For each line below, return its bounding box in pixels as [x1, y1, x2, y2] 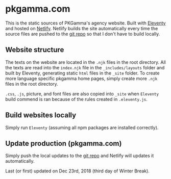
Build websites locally [5, 111, 77, 120]
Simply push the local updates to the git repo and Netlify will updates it [5, 152, 154, 159]
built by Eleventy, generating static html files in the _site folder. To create [5, 70, 160, 76]
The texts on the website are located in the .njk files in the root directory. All [5, 59, 166, 65]
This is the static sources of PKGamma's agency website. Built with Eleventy [5, 20, 166, 26]
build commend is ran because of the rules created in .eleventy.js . [5, 96, 148, 102]
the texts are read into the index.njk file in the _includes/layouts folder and [5, 64, 165, 70]
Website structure [5, 45, 64, 54]
